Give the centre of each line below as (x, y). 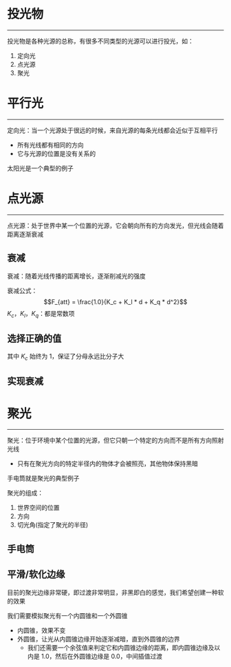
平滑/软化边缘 (36, 574)
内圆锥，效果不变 (41, 630)
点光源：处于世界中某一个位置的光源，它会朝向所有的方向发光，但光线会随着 (115, 226)
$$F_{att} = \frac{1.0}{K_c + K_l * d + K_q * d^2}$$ (115, 301)
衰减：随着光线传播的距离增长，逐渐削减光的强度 (76, 276)
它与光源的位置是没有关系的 (56, 153)
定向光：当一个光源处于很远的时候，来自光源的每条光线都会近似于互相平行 (112, 130)
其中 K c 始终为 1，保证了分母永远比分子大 (66, 357)
